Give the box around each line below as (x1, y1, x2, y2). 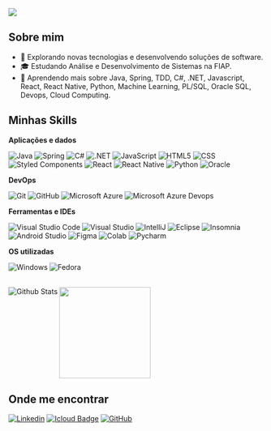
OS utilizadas (8, 246, 54, 256)
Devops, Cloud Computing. (19, 90, 111, 100)
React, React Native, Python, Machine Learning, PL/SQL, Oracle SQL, (19, 81, 252, 91)
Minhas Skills (8, 113, 78, 127)
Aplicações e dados (8, 134, 77, 145)
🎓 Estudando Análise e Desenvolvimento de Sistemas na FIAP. (19, 61, 232, 70)
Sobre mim (8, 31, 65, 45)
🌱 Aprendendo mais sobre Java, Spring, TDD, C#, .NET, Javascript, (19, 73, 245, 83)
